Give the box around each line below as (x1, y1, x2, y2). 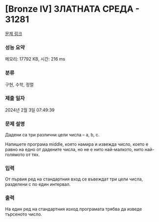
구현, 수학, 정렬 (5, 82, 34, 88)
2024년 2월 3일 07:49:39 (5, 107, 55, 113)
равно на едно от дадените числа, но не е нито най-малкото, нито (5, 147, 144, 153)
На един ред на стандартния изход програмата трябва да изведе (5, 206, 142, 212)
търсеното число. (5, 211, 43, 217)
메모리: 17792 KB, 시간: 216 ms (5, 56, 66, 62)
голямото (5, 152, 25, 157)
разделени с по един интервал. (5, 181, 71, 187)
